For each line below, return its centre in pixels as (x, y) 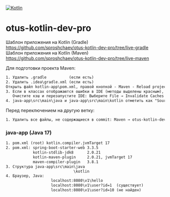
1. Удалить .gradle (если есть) (50, 77)
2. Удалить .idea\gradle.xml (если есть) (50, 82)
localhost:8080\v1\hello (77, 181)
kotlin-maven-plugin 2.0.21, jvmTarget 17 (82, 157)
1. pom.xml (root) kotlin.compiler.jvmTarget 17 (58, 143)
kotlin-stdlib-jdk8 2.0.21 (67, 153)
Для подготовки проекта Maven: (41, 68)
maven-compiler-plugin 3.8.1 (66, 162)
